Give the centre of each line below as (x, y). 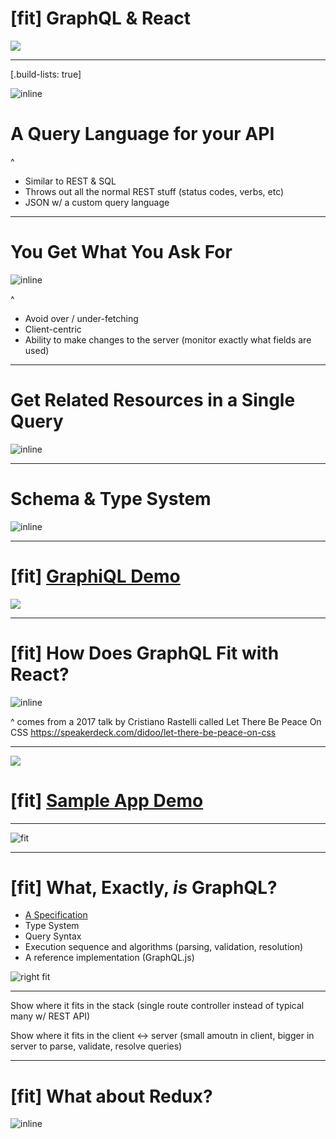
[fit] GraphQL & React (100, 18)
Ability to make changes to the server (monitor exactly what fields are (168, 339)
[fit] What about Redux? (111, 1096)
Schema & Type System (111, 498)
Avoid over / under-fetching (81, 318)
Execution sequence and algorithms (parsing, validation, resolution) (164, 947)
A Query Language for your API (142, 134)
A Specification (56, 915)
